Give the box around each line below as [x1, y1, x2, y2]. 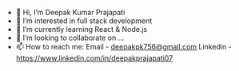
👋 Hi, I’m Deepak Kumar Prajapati [15, 8, 125, 17]
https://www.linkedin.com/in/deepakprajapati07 [15, 53, 173, 63]
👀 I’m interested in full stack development [15, 16, 153, 26]
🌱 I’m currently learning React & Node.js [15, 25, 148, 34]
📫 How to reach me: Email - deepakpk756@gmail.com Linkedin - [15, 42, 232, 51]
